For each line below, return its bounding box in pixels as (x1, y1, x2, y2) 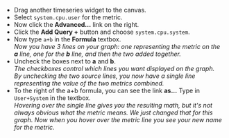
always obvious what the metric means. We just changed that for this (13, 108, 213, 117)
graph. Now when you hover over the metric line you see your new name (13, 116, 222, 124)
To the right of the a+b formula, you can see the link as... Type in (13, 86, 200, 95)
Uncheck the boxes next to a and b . (13, 57, 116, 65)
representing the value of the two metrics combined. (13, 79, 164, 87)
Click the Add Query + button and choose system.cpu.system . (13, 28, 190, 36)
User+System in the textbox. (13, 94, 92, 102)
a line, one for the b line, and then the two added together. (13, 50, 182, 58)
